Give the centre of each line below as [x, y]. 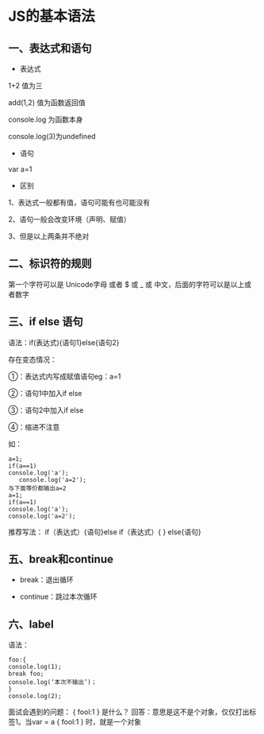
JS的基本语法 [52, 16]
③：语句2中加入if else [46, 410]
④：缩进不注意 [34, 427]
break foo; [26, 674]
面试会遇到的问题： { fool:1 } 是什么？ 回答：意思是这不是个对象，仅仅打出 [129, 712]
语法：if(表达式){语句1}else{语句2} [64, 342]
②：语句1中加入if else [45, 393]
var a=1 [20, 169]
